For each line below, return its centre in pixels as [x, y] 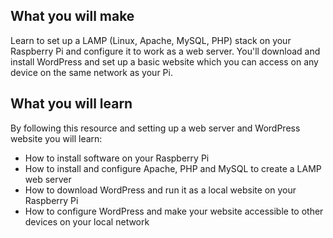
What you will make [72, 16]
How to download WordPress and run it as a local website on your [160, 190]
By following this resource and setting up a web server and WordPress [155, 128]
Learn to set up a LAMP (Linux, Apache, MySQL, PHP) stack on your [151, 40]
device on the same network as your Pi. [91, 72]
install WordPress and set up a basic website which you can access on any [164, 61]
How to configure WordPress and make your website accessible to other [174, 211]
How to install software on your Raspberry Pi [117, 158]
